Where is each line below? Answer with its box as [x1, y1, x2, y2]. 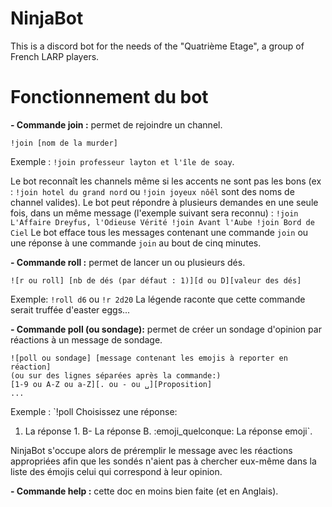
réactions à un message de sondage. [10, 333, 163, 346]
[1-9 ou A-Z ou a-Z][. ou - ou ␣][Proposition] [10, 379, 213, 389]
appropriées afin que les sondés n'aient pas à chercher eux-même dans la [10, 455, 317, 467]
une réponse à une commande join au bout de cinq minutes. [10, 237, 262, 249]
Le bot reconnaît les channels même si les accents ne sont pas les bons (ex [10, 175, 322, 187]
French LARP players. [10, 50, 100, 62]
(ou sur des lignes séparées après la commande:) [10, 370, 222, 381]
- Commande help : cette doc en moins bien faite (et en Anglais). [10, 485, 279, 497]
